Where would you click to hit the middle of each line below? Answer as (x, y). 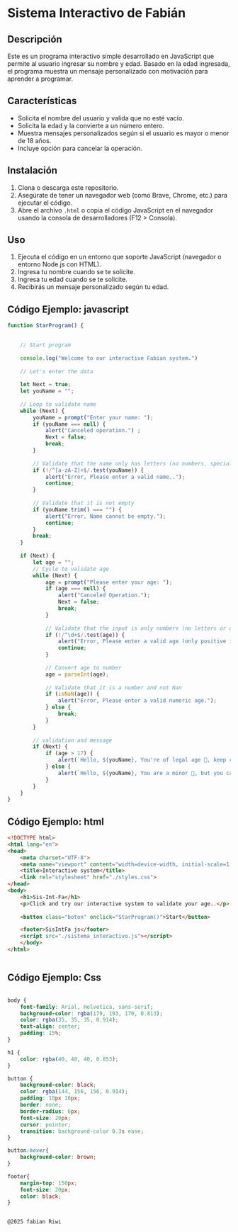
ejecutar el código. (45, 203)
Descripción (35, 39)
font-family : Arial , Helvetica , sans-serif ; (87, 1007)
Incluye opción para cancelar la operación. (80, 148)
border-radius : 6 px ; (50, 1111)
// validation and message (73, 740)
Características (42, 101)
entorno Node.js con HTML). (59, 264)
